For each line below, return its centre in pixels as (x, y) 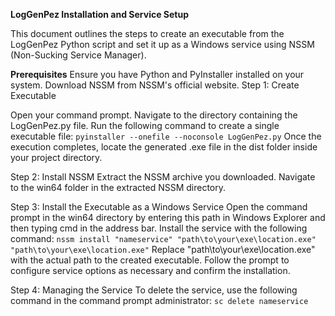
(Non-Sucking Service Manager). (78, 55)
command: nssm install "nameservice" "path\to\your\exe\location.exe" (163, 238)
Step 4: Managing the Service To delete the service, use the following (154, 290)
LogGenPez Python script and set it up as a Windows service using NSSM (162, 44)
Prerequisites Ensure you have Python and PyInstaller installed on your (157, 74)
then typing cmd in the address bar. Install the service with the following (159, 228)
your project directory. (56, 157)
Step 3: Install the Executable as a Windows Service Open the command (159, 207)
